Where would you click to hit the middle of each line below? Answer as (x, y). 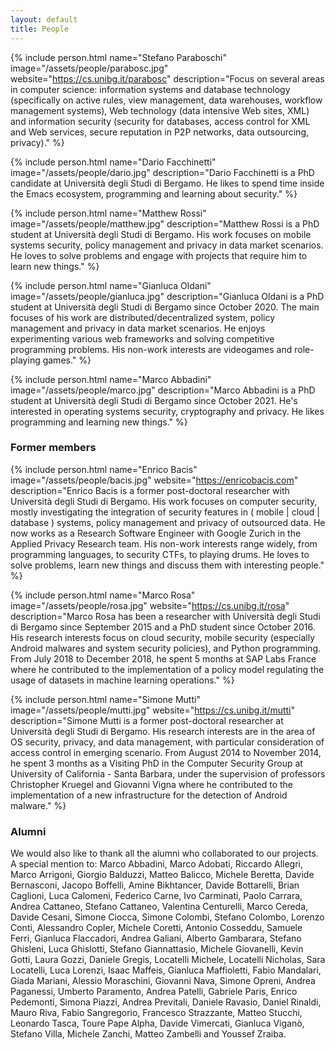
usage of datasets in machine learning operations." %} (122, 680)
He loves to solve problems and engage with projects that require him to (159, 255)
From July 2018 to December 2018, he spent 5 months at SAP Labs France (163, 658)
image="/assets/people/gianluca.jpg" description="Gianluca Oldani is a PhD (167, 296)
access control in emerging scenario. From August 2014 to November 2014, (166, 752)
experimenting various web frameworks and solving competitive (142, 338)
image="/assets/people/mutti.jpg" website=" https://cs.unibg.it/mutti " (153, 710)
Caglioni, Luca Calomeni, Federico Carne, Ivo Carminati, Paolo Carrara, (156, 896)
